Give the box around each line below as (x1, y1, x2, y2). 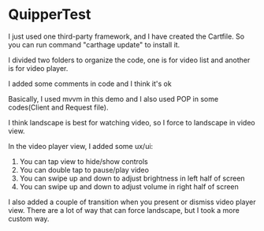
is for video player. (8, 63, 69, 73)
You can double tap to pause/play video (19, 165, 150, 174)
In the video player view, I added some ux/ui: (8, 141, 154, 151)
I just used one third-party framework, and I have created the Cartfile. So (8, 32, 245, 41)
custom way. (8, 214, 50, 223)
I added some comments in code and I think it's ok (8, 79, 172, 88)
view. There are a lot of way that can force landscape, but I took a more (8, 205, 240, 214)
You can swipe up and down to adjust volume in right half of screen (19, 181, 239, 191)
